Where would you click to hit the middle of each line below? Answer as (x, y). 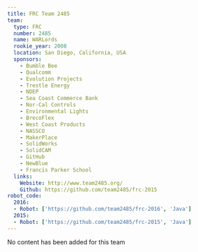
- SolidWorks (39, 144)
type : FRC (28, 27)
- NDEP (29, 92)
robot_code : (24, 196)
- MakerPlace (39, 137)
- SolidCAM (36, 150)
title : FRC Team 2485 (39, 14)
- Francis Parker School (56, 170)
